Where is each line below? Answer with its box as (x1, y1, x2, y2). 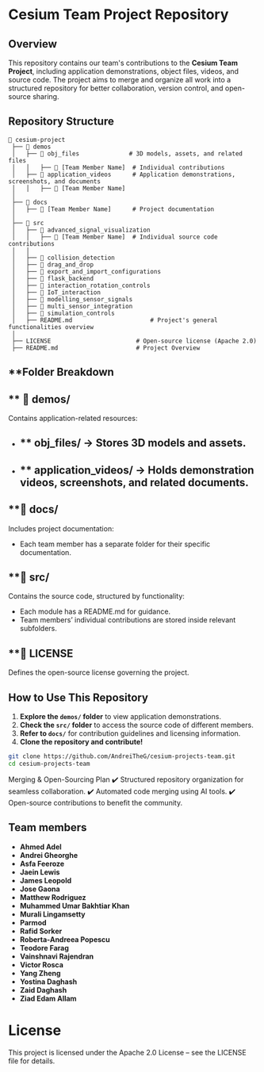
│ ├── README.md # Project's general (11, 316, 218, 324)
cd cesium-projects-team (8, 760, 90, 768)
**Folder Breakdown (8, 366, 115, 379)
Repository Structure (8, 115, 115, 128)
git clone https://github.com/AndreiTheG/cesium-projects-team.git (8, 752, 236, 760)
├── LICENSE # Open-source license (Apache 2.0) (11, 337, 258, 345)
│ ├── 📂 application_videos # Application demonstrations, (11, 170, 236, 178)
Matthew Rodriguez (19, 892, 86, 902)
